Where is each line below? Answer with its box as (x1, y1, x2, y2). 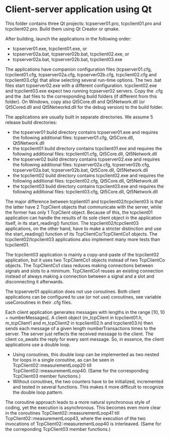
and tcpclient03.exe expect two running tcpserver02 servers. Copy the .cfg (5, 88, 163, 94)
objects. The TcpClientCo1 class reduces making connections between (5, 262, 153, 268)
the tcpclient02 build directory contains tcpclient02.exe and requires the (12, 172, 164, 179)
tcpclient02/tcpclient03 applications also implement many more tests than (5, 236, 160, 242)
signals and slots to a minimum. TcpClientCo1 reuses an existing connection (5, 268, 163, 274)
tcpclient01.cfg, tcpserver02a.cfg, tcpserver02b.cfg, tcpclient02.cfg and (5, 71, 157, 77)
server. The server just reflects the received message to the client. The (5, 331, 154, 337)
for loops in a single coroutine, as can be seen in (12, 357, 114, 363)
